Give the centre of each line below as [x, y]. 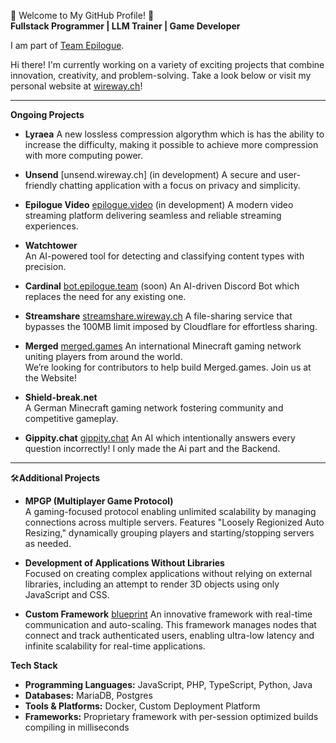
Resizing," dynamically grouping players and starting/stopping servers [169, 533]
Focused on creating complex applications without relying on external [168, 573]
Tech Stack [34, 665]
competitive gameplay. [71, 418]
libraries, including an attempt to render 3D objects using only [152, 584]
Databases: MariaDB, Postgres [88, 695]
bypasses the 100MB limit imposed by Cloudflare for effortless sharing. [171, 326]
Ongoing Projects [47, 114]
